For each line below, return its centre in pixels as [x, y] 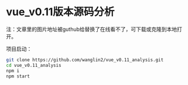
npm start [18, 76]
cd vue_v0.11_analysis [34, 65]
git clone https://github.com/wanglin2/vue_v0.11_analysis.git [85, 60]
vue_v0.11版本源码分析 [60, 12]
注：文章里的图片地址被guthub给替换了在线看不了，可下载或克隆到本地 [92, 29]
